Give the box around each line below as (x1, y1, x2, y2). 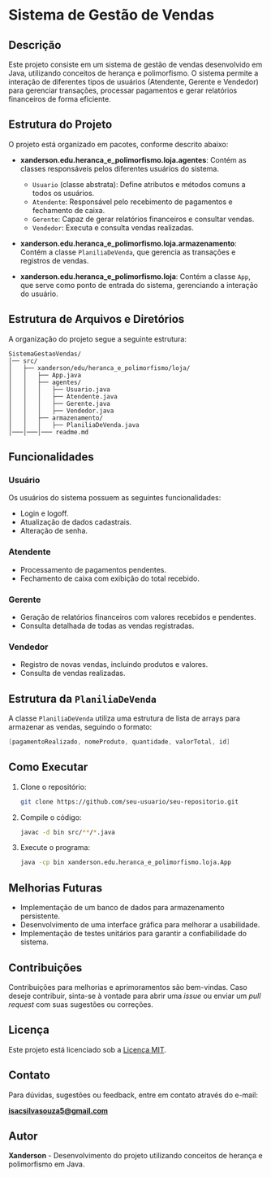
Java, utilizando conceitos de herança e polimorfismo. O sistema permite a (8, 68, 259, 78)
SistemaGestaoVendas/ (8, 350, 82, 358)
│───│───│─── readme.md (8, 428, 89, 436)
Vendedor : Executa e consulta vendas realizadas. (32, 222, 195, 233)
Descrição (8, 38, 62, 52)
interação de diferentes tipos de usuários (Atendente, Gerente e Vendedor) (8, 77, 260, 86)
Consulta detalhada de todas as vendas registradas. (19, 621, 195, 630)
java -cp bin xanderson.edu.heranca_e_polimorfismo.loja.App (19, 858, 232, 867)
